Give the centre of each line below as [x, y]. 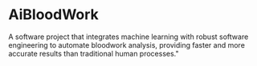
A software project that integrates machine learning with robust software [128, 37]
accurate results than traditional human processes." [94, 53]
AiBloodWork [53, 15]
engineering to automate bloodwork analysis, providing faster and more [126, 45]
